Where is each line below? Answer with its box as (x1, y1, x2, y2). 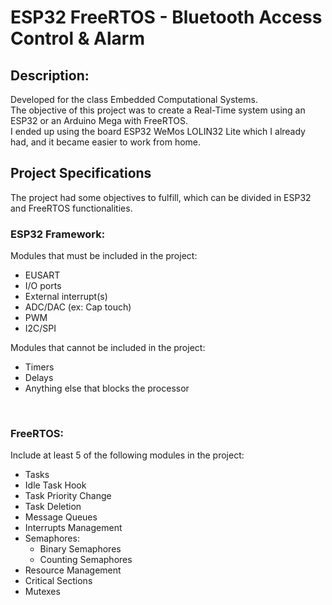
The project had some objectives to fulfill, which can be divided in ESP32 (10, 191, 312, 203)
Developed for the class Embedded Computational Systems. (10, 94, 258, 105)
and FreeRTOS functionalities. (10, 202, 133, 214)
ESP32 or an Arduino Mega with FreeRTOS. (10, 115, 189, 126)
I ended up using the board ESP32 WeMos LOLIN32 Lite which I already (10, 126, 306, 137)
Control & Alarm (10, 27, 146, 50)
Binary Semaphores (39, 543, 122, 555)
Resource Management (24, 564, 122, 576)
